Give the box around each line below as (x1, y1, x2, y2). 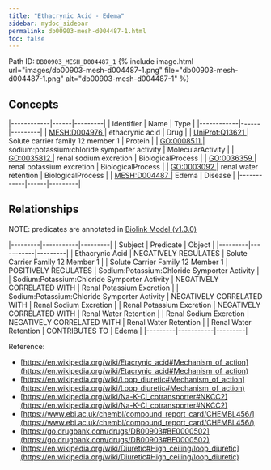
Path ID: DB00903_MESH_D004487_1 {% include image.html (8, 57, 194, 66)
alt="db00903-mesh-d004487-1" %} (65, 74, 190, 83)
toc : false (8, 34, 45, 43)
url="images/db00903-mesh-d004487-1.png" (8, 66, 163, 75)
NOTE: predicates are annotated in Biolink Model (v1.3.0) (8, 224, 197, 233)
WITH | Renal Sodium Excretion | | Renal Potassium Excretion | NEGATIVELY (8, 300, 261, 310)
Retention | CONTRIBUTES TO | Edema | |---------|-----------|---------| (8, 326, 248, 335)
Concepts (8, 97, 59, 111)
